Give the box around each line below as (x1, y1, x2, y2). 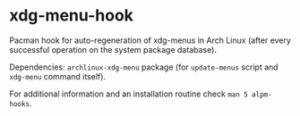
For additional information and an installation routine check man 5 (9, 88, 248, 99)
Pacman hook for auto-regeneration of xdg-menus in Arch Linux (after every (9, 35, 291, 46)
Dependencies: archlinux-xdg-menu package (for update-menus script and (9, 62, 279, 72)
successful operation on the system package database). (9, 44, 218, 54)
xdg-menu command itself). (9, 70, 106, 81)
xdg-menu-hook (9, 5, 134, 26)
